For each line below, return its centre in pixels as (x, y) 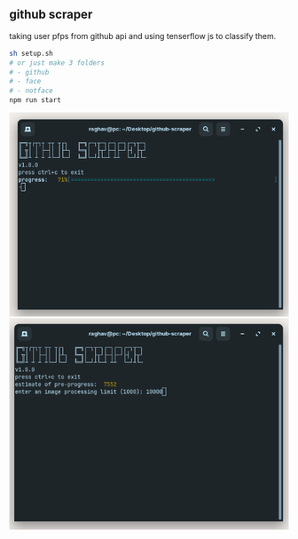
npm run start (35, 100)
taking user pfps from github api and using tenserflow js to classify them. (143, 36)
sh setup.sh (31, 53)
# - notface (31, 91)
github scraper (51, 15)
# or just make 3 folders (57, 63)
